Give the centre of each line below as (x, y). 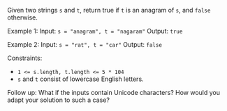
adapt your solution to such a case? (59, 100)
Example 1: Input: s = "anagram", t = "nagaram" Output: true (95, 31)
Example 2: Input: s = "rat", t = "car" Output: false (85, 44)
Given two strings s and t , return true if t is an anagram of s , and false (109, 10)
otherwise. (23, 17)
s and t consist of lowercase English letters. (81, 79)
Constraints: (25, 58)
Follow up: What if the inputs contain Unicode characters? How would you (113, 92)
